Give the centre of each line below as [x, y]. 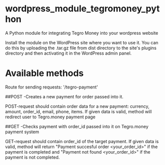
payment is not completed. [33, 157]
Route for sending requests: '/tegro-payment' [52, 87]
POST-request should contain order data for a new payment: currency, [77, 106]
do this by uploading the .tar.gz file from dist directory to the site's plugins [81, 48]
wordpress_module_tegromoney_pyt [82, 9]
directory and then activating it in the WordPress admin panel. [68, 53]
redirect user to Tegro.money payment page [50, 117]
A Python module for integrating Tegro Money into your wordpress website [82, 33]
